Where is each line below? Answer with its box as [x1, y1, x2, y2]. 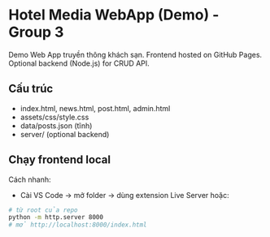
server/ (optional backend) [20, 129, 110, 139]
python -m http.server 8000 [8, 213, 104, 222]
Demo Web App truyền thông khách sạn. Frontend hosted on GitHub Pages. [8, 50, 263, 59]
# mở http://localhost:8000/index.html [8, 221, 148, 229]
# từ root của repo [8, 205, 79, 214]
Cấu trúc [8, 82, 54, 96]
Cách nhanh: [8, 175, 51, 184]
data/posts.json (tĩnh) [20, 120, 93, 131]
